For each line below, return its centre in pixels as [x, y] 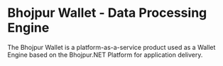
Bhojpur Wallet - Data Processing [107, 13]
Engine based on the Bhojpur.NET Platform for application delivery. [105, 55]
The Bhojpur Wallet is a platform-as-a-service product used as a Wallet [111, 47]
